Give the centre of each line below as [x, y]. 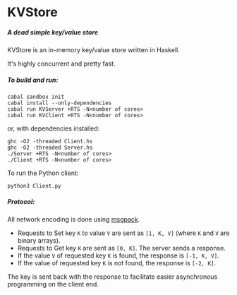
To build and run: [33, 80]
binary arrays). [39, 241]
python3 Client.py [34, 186]
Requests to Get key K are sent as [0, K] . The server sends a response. [121, 248]
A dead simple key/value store [53, 32]
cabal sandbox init [36, 97]
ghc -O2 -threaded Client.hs [50, 142]
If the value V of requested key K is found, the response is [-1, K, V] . [119, 255]
